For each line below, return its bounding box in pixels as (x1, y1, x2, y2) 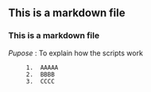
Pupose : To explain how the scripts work (8, 48, 143, 58)
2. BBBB (25, 71, 56, 79)
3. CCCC (25, 77, 56, 86)
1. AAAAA (25, 63, 59, 71)
